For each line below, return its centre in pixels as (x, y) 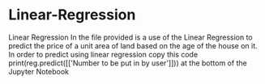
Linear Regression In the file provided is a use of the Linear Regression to (130, 37)
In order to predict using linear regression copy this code (103, 54)
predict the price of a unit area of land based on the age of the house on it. (133, 45)
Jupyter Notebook (39, 71)
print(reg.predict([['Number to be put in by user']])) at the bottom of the (128, 63)
